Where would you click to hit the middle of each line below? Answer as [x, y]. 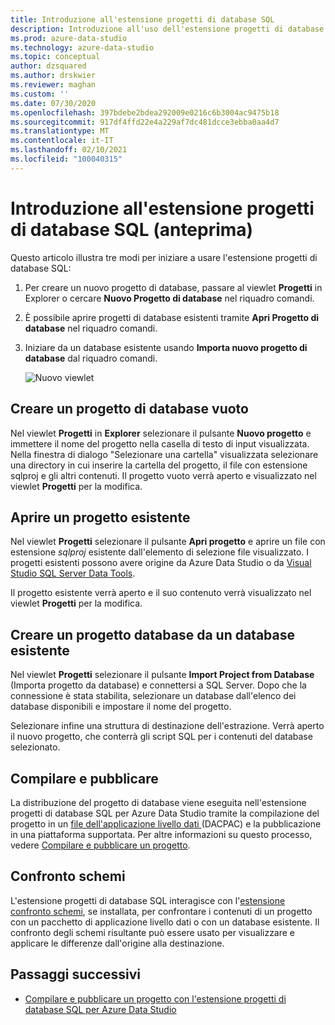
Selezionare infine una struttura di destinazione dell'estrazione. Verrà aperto [167, 726]
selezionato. [35, 747]
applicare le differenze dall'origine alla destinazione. [117, 943]
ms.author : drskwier [53, 76]
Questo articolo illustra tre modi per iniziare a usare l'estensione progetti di [164, 257]
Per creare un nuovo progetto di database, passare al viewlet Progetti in [173, 287]
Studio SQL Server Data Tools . [73, 573]
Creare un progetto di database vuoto [129, 409]
